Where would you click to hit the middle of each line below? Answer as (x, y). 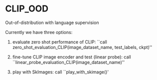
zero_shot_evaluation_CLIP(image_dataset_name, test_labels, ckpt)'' (82, 47)
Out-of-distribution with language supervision (52, 22)
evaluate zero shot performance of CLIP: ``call (60, 42)
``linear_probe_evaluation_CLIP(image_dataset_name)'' (69, 62)
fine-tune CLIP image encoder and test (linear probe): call (72, 57)
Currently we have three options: (39, 32)
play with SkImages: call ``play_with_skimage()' (60, 72)
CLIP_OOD (27, 9)
